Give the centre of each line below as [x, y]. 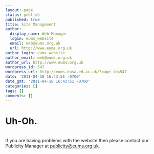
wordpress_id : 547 [25, 67]
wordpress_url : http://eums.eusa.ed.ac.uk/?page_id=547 [66, 72]
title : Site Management [31, 24]
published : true [23, 19]
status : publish [23, 15]
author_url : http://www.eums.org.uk [44, 62]
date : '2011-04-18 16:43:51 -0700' [43, 77]
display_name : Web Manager [39, 34]
